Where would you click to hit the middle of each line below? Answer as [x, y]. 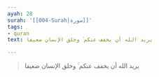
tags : [15, 27]
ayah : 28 [20, 14]
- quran [19, 33]
